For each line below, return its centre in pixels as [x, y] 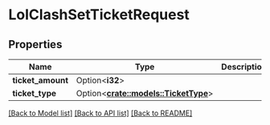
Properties [35, 44]
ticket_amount [41, 80]
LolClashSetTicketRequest [99, 15]
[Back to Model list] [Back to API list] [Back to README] [100, 113]
